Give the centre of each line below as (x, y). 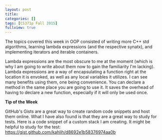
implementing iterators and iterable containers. (52, 52)
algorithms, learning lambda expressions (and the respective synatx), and (79, 47)
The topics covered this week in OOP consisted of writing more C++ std (77, 41)
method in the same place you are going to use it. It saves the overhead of (80, 87)
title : (12, 14)
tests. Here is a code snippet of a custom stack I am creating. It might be (78, 122)
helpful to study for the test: (33, 127)
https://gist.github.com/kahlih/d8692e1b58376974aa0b (60, 132)
